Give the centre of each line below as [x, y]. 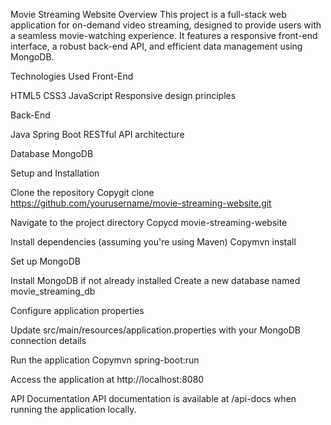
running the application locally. [73, 409]
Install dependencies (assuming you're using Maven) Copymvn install [153, 242]
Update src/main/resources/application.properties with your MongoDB [155, 330]
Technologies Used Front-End [72, 76]
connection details [48, 340]
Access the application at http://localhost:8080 [107, 379]
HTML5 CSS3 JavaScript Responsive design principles [123, 95]
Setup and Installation [55, 173]
